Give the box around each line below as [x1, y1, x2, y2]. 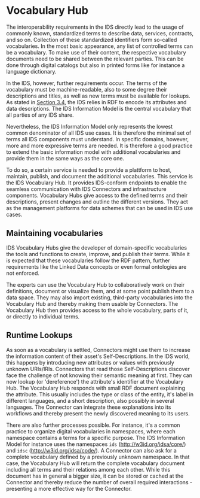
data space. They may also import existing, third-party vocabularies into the [6, 294, 193, 301]
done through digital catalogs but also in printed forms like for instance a [6, 61, 185, 69]
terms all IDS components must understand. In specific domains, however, [6, 135, 189, 142]
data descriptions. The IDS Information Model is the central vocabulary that [6, 105, 191, 112]
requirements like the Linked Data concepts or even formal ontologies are [6, 263, 187, 270]
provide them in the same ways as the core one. [6, 154, 124, 162]
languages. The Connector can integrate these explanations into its [6, 403, 171, 411]
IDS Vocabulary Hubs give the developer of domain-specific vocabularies [6, 244, 187, 251]
